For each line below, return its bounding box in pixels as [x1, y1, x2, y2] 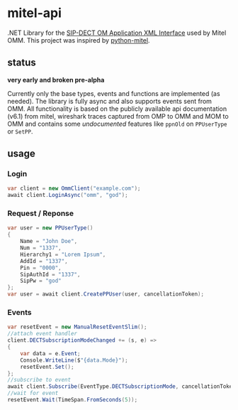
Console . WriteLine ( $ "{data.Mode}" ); [20, 357, 129, 364]
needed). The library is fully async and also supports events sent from [7, 97, 212, 105]
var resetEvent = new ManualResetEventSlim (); [7, 323, 147, 331]
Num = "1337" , [20, 244, 62, 252]
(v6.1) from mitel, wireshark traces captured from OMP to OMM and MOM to [7, 112, 229, 120]
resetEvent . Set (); [20, 363, 74, 370]
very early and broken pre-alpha [7, 75, 105, 84]
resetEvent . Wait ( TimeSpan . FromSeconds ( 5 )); [7, 396, 138, 404]
